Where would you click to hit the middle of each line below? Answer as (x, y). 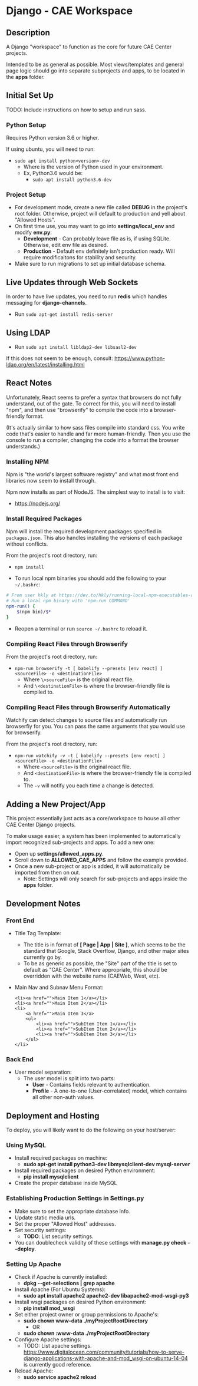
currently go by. (43, 957)
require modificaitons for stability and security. (80, 258)
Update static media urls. (45, 1217)
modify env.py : (33, 232)
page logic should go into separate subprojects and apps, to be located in (95, 71)
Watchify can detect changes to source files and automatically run (87, 720)
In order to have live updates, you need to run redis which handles (87, 296)
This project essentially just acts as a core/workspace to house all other (93, 819)
